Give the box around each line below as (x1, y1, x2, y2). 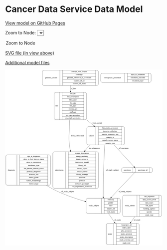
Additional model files (5, 59, 50, 65)
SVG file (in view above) (5, 50, 55, 56)
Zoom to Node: (5, 29, 36, 35)
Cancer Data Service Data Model (5, 3, 143, 15)
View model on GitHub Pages (5, 20, 66, 26)
